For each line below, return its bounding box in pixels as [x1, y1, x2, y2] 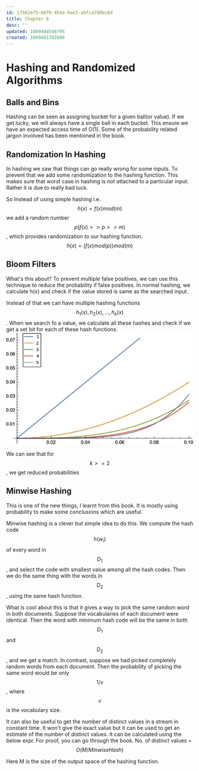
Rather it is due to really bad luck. [6, 184, 88, 191]
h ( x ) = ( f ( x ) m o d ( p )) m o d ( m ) [67, 242, 133, 249]
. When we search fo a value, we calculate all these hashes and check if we [6, 319, 191, 327]
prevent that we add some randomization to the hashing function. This [6, 171, 178, 178]
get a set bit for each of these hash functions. [6, 325, 118, 333]
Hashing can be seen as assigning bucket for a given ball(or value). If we [6, 113, 184, 120]
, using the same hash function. [6, 593, 83, 600]
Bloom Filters [6, 259, 56, 269]
